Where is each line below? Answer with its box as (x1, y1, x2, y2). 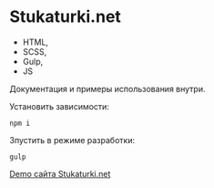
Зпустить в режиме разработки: (9, 134, 135, 145)
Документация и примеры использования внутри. (9, 83, 206, 94)
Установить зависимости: (9, 100, 109, 111)
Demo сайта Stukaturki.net (9, 168, 111, 179)
